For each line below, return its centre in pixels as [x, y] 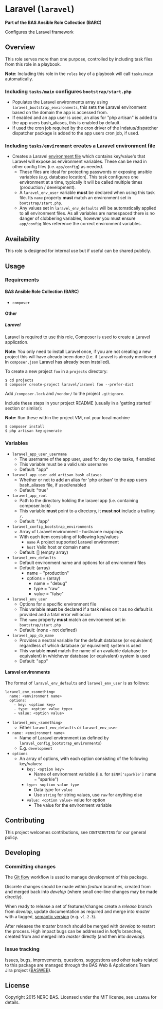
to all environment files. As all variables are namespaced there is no [87, 213]
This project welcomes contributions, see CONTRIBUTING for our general [76, 832]
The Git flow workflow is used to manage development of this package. [77, 877]
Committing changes [30, 866]
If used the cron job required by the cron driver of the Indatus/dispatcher [85, 128]
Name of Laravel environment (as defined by [64, 737]
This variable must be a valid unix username [63, 464]
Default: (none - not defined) [48, 630]
